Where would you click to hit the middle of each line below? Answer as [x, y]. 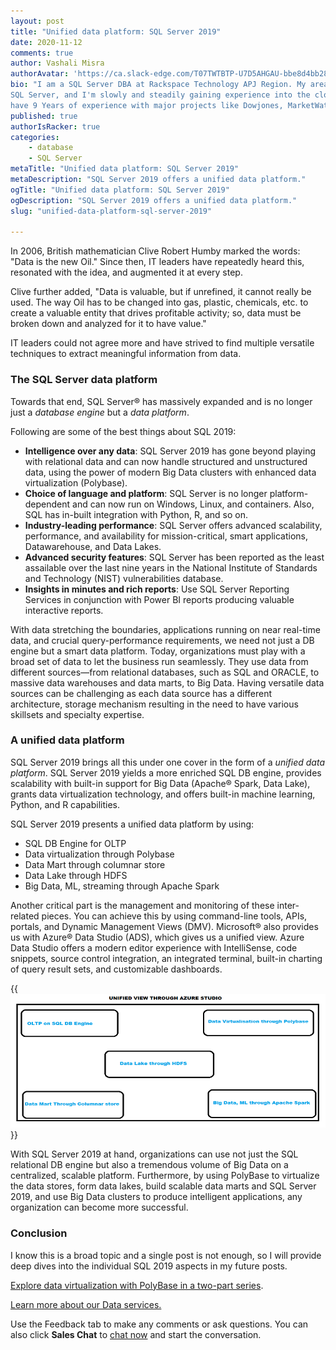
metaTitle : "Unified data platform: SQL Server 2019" [125, 169]
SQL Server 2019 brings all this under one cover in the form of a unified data [167, 762]
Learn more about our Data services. [86, 1304]
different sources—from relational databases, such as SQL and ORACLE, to [165, 672]
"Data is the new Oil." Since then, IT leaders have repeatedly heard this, [157, 262]
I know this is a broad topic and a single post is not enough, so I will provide [166, 1255]
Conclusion [39, 1233]
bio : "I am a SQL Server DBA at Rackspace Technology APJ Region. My [158, 85]
